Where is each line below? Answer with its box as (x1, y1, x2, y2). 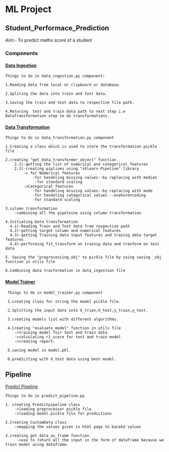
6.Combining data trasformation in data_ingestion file (5, 268, 125, 273)
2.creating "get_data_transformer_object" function (5, 157, 116, 162)
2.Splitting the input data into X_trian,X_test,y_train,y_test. (7, 308, 148, 313)
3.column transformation (5, 206, 58, 211)
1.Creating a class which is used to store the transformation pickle (5, 144, 157, 149)
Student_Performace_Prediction (5, 24, 109, 32)
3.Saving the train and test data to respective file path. (5, 100, 135, 105)
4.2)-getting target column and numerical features (10, 228, 121, 233)
